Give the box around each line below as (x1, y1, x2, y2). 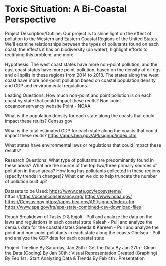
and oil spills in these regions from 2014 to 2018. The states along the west (5, 72, 159, 78)
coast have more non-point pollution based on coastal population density (5, 77, 156, 83)
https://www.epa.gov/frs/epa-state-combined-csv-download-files (5, 204, 141, 210)
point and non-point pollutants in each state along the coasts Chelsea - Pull (5, 229, 161, 235)
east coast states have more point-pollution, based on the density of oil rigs (5, 66, 161, 73)
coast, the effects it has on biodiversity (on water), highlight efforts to (5, 46, 148, 52)
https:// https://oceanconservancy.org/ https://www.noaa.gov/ (5, 193, 132, 199)
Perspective (5, 14, 56, 25)
